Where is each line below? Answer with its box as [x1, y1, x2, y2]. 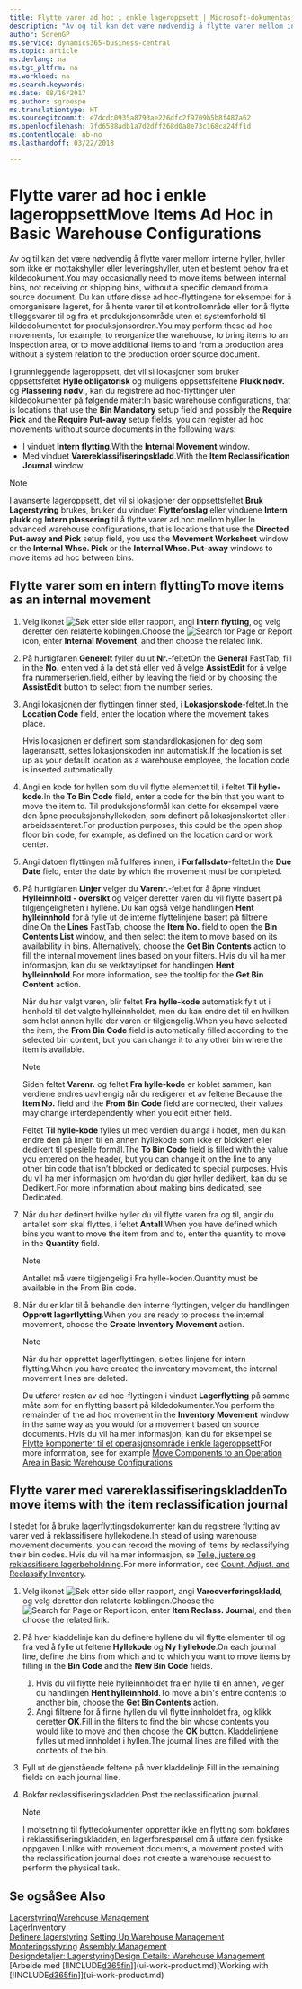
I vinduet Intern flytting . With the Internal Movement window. [22, 441, 250, 451]
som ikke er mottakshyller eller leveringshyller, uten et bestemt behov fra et [9, 263, 289, 273]
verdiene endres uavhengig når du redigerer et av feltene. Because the [22, 1088, 283, 1099]
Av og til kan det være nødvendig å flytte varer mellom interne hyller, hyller [9, 253, 286, 263]
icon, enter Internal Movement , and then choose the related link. [22, 635, 263, 646]
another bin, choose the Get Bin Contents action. [35, 1697, 218, 1708]
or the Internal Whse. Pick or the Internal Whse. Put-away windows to [9, 542, 273, 553]
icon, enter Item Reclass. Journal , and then [129, 1605, 292, 1616]
